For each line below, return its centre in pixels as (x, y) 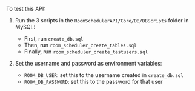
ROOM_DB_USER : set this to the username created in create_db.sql (104, 75)
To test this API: (26, 9)
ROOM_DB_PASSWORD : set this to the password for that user (93, 82)
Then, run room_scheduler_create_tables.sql (81, 45)
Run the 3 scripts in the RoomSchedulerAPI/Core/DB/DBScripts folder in (102, 20)
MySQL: (25, 27)
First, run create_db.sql (54, 39)
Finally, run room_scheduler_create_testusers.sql (86, 52)
